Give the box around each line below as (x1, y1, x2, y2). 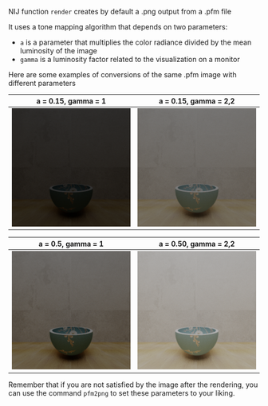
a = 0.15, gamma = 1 (36, 96, 106, 106)
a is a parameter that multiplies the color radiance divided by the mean (19, 37, 252, 47)
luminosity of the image (19, 46, 97, 55)
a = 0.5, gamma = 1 (38, 239, 104, 248)
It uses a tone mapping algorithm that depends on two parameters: (8, 22, 228, 31)
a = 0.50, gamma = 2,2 (158, 239, 235, 248)
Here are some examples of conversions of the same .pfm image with (8, 70, 237, 79)
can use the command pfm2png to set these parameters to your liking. (8, 388, 235, 397)
